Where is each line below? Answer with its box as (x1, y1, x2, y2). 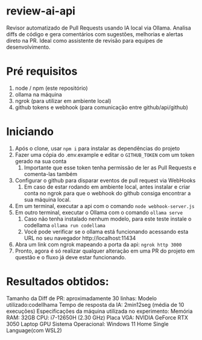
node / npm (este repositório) (14, 84, 89, 92)
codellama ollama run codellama (24, 221, 106, 228)
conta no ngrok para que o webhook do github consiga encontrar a (24, 189, 191, 197)
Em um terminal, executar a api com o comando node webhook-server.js (14, 202, 195, 209)
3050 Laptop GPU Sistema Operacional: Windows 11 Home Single (6, 320, 169, 327)
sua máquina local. (24, 196, 71, 203)
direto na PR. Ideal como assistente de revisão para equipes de (6, 37, 163, 44)
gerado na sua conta (14, 157, 67, 165)
